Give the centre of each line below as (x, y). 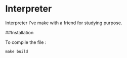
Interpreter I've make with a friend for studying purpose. (64, 23)
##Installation (19, 32)
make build (17, 51)
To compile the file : (26, 42)
